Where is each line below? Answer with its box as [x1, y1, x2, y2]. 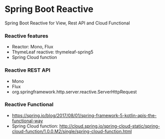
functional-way [11, 118, 43, 124]
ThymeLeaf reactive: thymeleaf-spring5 [11, 49, 93, 55]
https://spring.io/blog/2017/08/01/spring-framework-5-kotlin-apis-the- [11, 112, 157, 118]
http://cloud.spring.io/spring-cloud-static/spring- [59, 123, 160, 129]
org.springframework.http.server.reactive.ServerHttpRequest [11, 89, 137, 95]
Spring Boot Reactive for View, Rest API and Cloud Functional [4, 20, 130, 26]
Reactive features [4, 32, 49, 39]
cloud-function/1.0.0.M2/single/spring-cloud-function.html [11, 128, 132, 134]
